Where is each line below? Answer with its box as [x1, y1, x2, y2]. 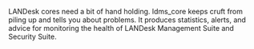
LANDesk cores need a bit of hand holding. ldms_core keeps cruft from [8, 7, 243, 16]
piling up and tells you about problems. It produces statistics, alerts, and [8, 15, 247, 24]
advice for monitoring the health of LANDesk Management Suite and [8, 24, 235, 32]
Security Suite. [8, 32, 58, 41]
